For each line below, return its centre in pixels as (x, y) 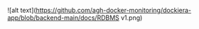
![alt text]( (22, 10)
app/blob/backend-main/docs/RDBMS (63, 18)
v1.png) (131, 18)
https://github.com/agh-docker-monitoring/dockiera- (114, 10)
